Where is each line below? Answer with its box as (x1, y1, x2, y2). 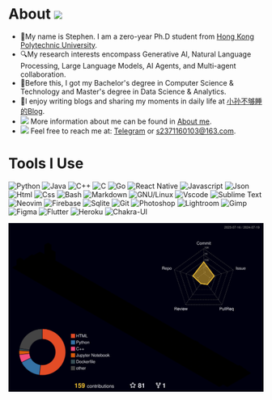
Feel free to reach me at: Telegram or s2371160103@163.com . (30, 126, 236, 136)
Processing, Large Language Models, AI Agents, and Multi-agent (19, 61, 236, 70)
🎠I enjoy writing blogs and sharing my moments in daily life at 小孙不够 (19, 96, 256, 106)
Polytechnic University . (19, 40, 98, 49)
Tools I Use (8, 154, 84, 173)
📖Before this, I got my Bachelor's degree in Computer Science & (19, 78, 235, 87)
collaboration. (19, 69, 66, 79)
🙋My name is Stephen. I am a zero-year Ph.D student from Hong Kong (19, 32, 255, 41)
